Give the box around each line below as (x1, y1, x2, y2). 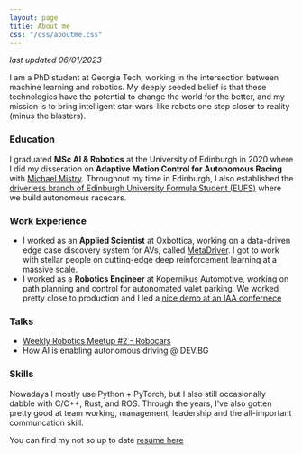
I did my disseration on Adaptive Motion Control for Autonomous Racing (9, 163, 282, 174)
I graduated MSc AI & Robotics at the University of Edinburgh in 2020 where (9, 153, 294, 164)
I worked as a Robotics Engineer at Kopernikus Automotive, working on (22, 273, 289, 284)
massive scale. (22, 264, 78, 274)
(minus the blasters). (9, 110, 87, 122)
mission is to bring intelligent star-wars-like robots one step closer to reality (9, 101, 290, 112)
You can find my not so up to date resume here (9, 434, 184, 445)
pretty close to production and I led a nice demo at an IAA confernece (22, 292, 282, 303)
